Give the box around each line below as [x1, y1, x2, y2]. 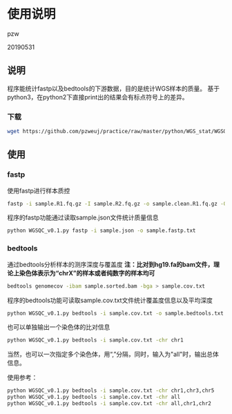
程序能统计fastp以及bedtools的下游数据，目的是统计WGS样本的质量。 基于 [7, 84, 220, 92]
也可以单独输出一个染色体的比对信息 [7, 323, 110, 331]
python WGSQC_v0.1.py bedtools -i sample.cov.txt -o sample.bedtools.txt [7, 310, 224, 317]
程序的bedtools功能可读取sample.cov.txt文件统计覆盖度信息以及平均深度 [7, 296, 213, 304]
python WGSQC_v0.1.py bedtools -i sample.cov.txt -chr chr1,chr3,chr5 [7, 387, 215, 394]
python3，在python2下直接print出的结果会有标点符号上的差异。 [7, 92, 188, 101]
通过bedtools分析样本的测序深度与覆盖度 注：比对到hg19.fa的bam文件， [7, 260, 214, 268]
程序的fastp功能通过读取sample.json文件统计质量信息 [7, 213, 159, 221]
